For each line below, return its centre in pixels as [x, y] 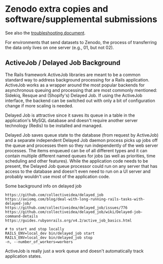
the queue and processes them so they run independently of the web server [82, 145]
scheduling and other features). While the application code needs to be [77, 161]
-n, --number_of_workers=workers [39, 242]
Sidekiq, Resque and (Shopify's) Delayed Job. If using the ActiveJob [74, 95]
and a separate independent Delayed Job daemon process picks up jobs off [81, 140]
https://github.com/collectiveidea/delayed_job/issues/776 [66, 208]
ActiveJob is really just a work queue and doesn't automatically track [74, 251]
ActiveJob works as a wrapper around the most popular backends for [75, 85]
